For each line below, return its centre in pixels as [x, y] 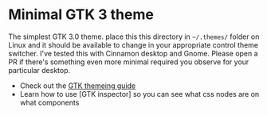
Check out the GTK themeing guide [78, 86]
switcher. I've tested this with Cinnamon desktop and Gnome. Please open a [133, 53]
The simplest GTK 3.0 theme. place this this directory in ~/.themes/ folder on [134, 36]
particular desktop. [39, 70]
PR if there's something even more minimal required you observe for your [129, 62]
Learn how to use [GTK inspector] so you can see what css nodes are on [139, 94]
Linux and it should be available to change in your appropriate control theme [133, 44]
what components [49, 102]
